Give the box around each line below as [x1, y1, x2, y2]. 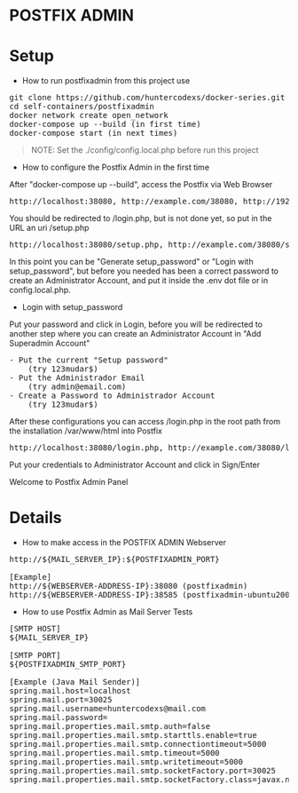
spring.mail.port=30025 [9, 694, 113, 705]
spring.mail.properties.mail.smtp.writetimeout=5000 [9, 757, 244, 767]
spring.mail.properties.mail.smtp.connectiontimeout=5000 [9, 739, 267, 749]
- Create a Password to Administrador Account [9, 391, 216, 400]
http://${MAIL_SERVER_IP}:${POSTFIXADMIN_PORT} [9, 554, 220, 565]
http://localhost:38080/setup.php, [9, 240, 164, 250]
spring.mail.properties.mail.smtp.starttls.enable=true [9, 730, 257, 741]
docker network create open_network [9, 110, 169, 121]
